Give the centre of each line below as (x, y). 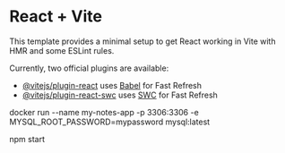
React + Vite (56, 17)
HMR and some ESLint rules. (62, 50)
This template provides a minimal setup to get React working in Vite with (142, 41)
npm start (27, 139)
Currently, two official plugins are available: (89, 68)
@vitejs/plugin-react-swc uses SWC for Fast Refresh (120, 95)
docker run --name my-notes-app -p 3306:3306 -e (104, 112)
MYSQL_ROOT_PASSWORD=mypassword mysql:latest (110, 122)
